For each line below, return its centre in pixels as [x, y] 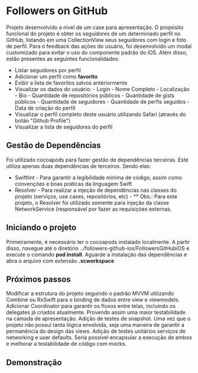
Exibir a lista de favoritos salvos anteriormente [71, 83]
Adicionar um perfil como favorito [56, 76]
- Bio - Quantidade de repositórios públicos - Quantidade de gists [94, 95]
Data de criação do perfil [45, 108]
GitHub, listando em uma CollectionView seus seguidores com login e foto [96, 40]
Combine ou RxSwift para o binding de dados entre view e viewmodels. [93, 300]
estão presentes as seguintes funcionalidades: [63, 59]
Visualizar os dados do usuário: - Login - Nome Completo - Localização [102, 89]
